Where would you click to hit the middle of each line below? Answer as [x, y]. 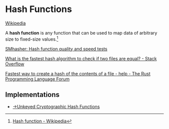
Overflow [15, 64]
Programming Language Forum [37, 79]
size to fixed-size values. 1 [32, 39]
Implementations [32, 95]
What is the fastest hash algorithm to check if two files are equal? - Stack [81, 58]
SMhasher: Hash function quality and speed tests [56, 49]
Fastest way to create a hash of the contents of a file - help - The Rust [78, 73]
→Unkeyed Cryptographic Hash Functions [56, 107]
